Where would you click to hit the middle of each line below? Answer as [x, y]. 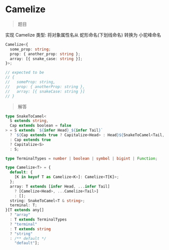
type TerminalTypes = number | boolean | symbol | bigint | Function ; [81, 159]
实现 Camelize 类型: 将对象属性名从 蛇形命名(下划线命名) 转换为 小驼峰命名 [83, 35]
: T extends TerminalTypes [38, 220]
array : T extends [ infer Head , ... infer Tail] [60, 186]
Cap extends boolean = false [41, 126]
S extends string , [29, 121]
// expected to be [25, 73]
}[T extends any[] [25, 210]
